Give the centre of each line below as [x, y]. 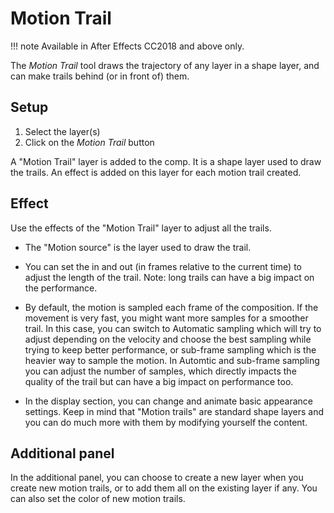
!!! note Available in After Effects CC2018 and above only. [127, 46]
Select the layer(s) [62, 131]
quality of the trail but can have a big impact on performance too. [159, 381]
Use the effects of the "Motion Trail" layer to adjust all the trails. [141, 228]
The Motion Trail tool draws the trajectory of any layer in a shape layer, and [165, 65]
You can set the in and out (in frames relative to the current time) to [163, 266]
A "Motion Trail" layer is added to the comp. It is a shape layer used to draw [166, 161]
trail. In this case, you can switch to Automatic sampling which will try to [173, 328]
